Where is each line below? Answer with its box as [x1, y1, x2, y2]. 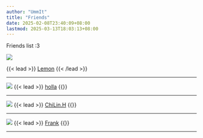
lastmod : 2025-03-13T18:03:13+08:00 [6, 25, 98, 32]
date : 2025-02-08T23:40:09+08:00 [6, 20, 91, 26]
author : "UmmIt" [6, 8, 47, 15]
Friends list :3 [6, 42, 40, 49]
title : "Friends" [6, 14, 50, 20]
